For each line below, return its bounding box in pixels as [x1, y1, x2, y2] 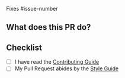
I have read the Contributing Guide [14, 58, 100, 65]
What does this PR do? [6, 22, 91, 32]
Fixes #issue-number [6, 5, 58, 12]
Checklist [6, 42, 43, 52]
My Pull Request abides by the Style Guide [14, 65, 119, 72]
